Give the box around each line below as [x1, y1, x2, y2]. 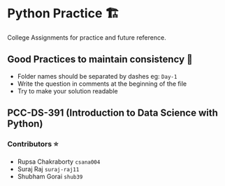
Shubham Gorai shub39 [17, 172, 83, 181]
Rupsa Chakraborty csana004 [17, 157, 101, 166]
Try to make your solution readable [17, 86, 118, 95]
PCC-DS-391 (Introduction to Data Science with [7, 107, 219, 119]
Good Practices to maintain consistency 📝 [7, 54, 194, 65]
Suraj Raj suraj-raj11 [17, 165, 80, 173]
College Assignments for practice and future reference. [7, 33, 166, 42]
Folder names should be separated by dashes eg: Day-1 [17, 72, 177, 80]
